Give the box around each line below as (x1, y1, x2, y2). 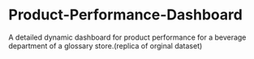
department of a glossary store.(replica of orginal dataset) (8, 40, 203, 50)
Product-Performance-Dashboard (8, 6, 243, 24)
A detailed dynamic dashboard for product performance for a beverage (8, 32, 247, 42)
